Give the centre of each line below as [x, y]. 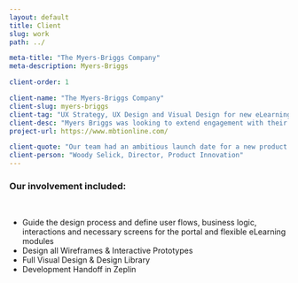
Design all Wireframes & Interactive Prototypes [107, 251]
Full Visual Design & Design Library [86, 260]
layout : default [39, 17]
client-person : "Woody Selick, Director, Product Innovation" [126, 156]
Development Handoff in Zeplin [79, 270]
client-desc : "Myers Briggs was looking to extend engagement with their [149, 123]
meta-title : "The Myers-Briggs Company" [85, 58]
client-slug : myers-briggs [59, 106]
